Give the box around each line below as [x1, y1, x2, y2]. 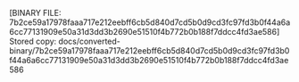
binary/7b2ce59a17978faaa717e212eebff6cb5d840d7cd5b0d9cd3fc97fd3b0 [9, 45, 290, 56]
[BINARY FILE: [9, 8, 62, 18]
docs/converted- [58, 36, 120, 46]
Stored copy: [9, 36, 57, 46]
